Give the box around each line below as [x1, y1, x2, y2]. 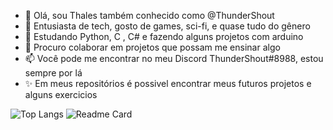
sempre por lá [24, 67, 83, 79]
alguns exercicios [24, 89, 98, 100]
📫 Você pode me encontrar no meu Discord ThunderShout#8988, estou [24, 53, 324, 64]
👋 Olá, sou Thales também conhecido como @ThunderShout [24, 10, 275, 21]
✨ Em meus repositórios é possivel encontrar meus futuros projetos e [24, 78, 312, 89]
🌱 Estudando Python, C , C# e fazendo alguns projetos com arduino [24, 31, 304, 42]
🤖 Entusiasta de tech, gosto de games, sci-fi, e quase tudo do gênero [24, 20, 311, 32]
